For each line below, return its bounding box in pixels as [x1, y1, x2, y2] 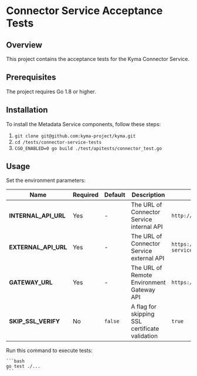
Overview [6, 40, 43, 50]
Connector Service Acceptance [6, 4, 163, 18]
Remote [131, 271, 152, 279]
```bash [6, 358, 25, 364]
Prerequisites [6, 72, 56, 83]
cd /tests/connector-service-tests [14, 139, 102, 145]
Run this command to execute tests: [6, 347, 93, 354]
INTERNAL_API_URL [9, 212, 66, 220]
